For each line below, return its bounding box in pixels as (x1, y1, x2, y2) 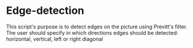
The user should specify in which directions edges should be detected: (6, 29, 178, 36)
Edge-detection (6, 4, 85, 17)
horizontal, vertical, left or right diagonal (6, 35, 103, 42)
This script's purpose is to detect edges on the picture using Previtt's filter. (6, 23, 188, 30)
